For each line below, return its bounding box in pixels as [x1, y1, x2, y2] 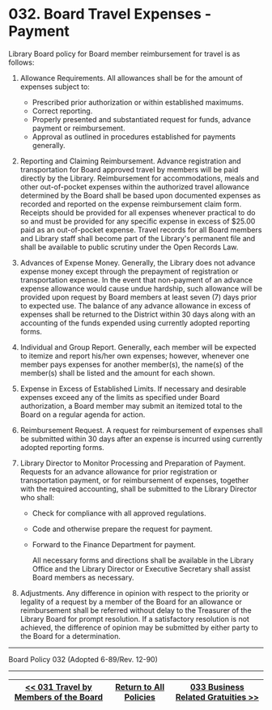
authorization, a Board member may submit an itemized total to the [19, 401, 243, 410]
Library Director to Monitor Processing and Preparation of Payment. [19, 458, 246, 468]
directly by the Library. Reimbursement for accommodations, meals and [19, 173, 259, 183]
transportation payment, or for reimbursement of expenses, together [19, 475, 249, 485]
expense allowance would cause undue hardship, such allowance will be [19, 283, 263, 293]
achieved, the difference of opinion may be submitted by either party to [19, 623, 259, 632]
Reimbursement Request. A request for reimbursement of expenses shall [19, 425, 263, 435]
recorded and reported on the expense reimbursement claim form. [19, 199, 242, 209]
